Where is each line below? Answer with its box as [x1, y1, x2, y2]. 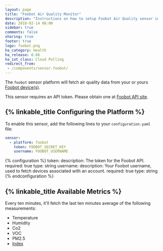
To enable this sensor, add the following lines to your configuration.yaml [5, 121, 151, 126]
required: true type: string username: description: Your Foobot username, [5, 163, 152, 169]
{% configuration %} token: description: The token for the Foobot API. [5, 158, 145, 163]
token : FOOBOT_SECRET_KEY [14, 144, 66, 149]
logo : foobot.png [5, 43, 40, 48]
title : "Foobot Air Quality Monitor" [5, 12, 81, 17]
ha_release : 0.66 [5, 52, 40, 57]
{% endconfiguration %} [5, 173, 54, 179]
